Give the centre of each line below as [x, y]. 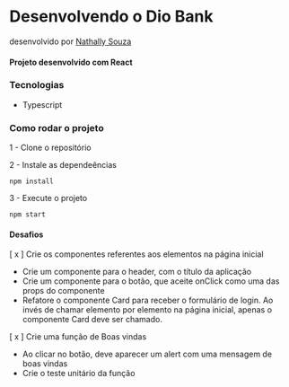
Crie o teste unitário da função [79, 374]
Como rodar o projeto [57, 128]
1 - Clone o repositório [50, 148]
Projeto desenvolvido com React [71, 62]
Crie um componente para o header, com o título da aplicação [137, 272]
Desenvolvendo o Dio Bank [111, 17]
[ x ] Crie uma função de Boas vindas [78, 337]
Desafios [26, 234]
